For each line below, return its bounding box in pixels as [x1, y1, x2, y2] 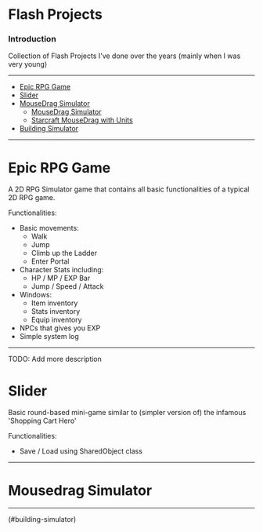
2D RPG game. [8, 193, 56, 202]
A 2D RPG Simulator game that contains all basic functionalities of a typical [8, 184, 250, 194]
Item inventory [31, 298, 78, 308]
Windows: [19, 290, 52, 300]
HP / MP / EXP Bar [31, 273, 91, 283]
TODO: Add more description [8, 355, 102, 364]
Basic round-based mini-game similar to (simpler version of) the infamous [8, 408, 247, 417]
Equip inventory [31, 315, 82, 325]
